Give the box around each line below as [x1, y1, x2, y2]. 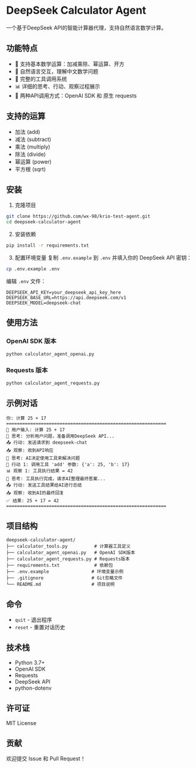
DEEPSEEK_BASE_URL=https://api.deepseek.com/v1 [6, 294, 127, 300]
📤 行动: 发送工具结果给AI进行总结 [6, 482, 82, 489]
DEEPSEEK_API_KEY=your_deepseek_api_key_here [6, 289, 121, 296]
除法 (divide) [14, 150, 46, 158]
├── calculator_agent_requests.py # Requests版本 [6, 556, 130, 562]
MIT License [6, 719, 37, 726]
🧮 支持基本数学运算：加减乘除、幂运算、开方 [14, 60, 125, 67]
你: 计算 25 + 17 [6, 416, 46, 422]
